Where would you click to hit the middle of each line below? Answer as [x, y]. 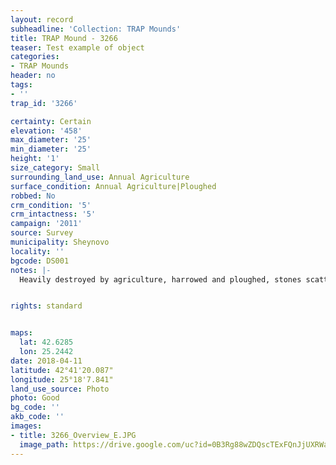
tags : [21, 85]
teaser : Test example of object [77, 47]
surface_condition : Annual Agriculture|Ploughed [113, 186]
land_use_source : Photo [60, 389]
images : [26, 426]
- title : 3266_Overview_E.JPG [73, 435]
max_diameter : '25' [51, 140]
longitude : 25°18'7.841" [62, 379]
